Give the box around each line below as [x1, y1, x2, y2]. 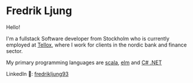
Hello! [6, 24, 21, 31]
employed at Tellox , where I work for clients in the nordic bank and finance [6, 41, 187, 48]
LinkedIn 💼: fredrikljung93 [6, 70, 69, 77]
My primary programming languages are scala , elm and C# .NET [6, 59, 162, 66]
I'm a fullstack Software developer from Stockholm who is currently [6, 35, 169, 42]
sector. [6, 47, 23, 54]
